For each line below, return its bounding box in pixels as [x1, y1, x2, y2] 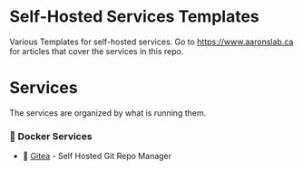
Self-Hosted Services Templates [9, 6, 260, 27]
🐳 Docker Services [9, 129, 93, 142]
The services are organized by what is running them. [9, 107, 207, 118]
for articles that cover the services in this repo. [9, 45, 184, 56]
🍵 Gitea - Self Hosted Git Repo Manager [22, 151, 172, 162]
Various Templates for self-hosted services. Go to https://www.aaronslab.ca [9, 36, 294, 47]
